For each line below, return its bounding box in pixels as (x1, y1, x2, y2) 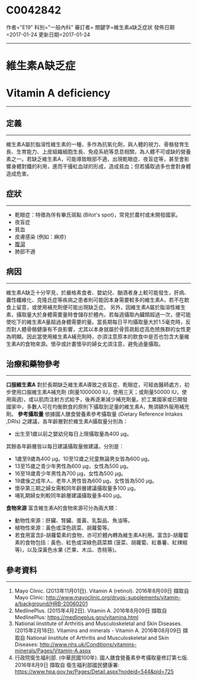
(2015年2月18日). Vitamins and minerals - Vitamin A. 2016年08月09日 (14, 627, 182, 634)
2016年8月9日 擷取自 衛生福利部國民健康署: (14, 662, 120, 669)
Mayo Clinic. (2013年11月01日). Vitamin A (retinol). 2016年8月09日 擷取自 (14, 588, 189, 595)
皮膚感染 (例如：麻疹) (14, 233, 66, 240)
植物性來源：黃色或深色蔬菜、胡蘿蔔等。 (14, 524, 113, 531)
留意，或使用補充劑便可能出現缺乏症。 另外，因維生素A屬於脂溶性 (16, 304, 176, 311)
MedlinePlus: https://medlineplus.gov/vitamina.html (14, 614, 139, 621)
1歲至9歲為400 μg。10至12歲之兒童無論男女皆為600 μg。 (14, 456, 153, 463)
